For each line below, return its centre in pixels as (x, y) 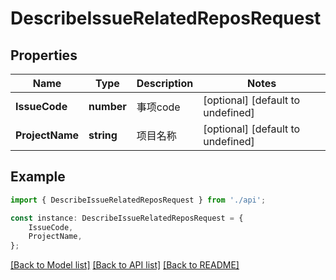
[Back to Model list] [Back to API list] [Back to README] (125, 265)
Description (165, 83)
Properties (44, 55)
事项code (158, 107)
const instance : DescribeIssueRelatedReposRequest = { (127, 218)
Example (38, 177)
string (103, 135)
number (107, 106)
